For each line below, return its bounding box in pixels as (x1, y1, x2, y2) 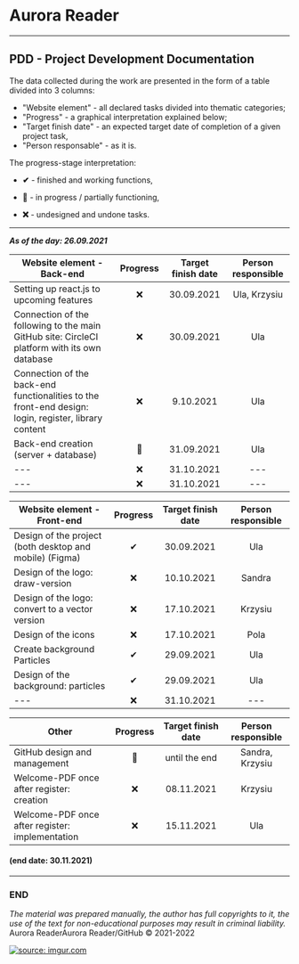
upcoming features (13, 293, 93, 306)
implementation (13, 830, 79, 843)
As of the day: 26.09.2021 (9, 235, 109, 246)
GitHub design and (13, 746, 92, 758)
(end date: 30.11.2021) (9, 855, 93, 866)
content (13, 422, 46, 435)
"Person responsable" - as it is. (21, 140, 137, 151)
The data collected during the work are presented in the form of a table (9, 75, 270, 86)
